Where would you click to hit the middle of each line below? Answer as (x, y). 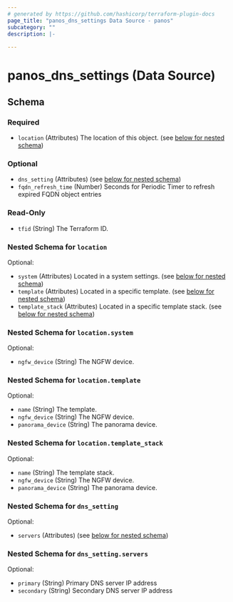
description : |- (31, 34)
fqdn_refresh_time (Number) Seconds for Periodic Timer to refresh (116, 187)
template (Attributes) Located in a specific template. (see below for (116, 291)
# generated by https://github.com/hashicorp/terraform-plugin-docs (111, 14)
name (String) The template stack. (66, 472)
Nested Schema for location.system (71, 332)
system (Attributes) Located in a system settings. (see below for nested (121, 276)
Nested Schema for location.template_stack (85, 443)
